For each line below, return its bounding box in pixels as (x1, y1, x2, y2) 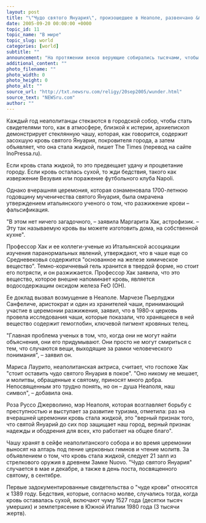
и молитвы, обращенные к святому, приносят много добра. (6, 376, 163, 383)
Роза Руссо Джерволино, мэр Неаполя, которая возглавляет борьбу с (6, 401, 192, 408)
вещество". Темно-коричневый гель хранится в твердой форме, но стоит (6, 262, 199, 270)
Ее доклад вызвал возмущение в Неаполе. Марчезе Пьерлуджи (6, 294, 175, 301)
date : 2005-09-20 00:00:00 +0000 (6, 20, 92, 26)
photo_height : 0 (6, 77, 48, 83)
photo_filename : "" (6, 66, 56, 72)
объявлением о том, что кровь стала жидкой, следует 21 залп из (6, 452, 177, 459)
